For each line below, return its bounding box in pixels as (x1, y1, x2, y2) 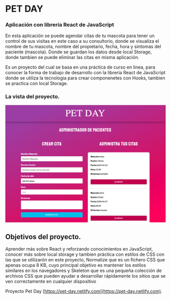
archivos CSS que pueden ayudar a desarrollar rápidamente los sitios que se (5, 273, 166, 279)
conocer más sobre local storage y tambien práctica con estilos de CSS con (5, 251, 164, 257)
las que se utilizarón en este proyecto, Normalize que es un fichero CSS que (5, 257, 165, 263)
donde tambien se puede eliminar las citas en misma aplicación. (5, 54, 139, 61)
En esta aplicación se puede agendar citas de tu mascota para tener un (5, 33, 155, 39)
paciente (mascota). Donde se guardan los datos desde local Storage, (5, 49, 152, 55)
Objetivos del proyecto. (5, 232, 81, 241)
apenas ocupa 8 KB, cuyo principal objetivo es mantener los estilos (5, 262, 146, 268)
